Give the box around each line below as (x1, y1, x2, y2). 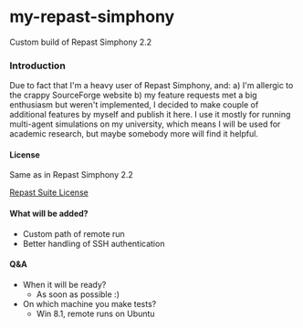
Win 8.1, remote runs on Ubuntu (36, 308, 155, 319)
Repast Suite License (9, 187, 89, 198)
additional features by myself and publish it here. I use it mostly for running (9, 109, 291, 120)
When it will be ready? (22, 279, 107, 290)
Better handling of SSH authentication (22, 238, 165, 249)
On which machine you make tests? (22, 298, 157, 309)
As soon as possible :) (36, 289, 120, 300)
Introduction (9, 59, 66, 72)
